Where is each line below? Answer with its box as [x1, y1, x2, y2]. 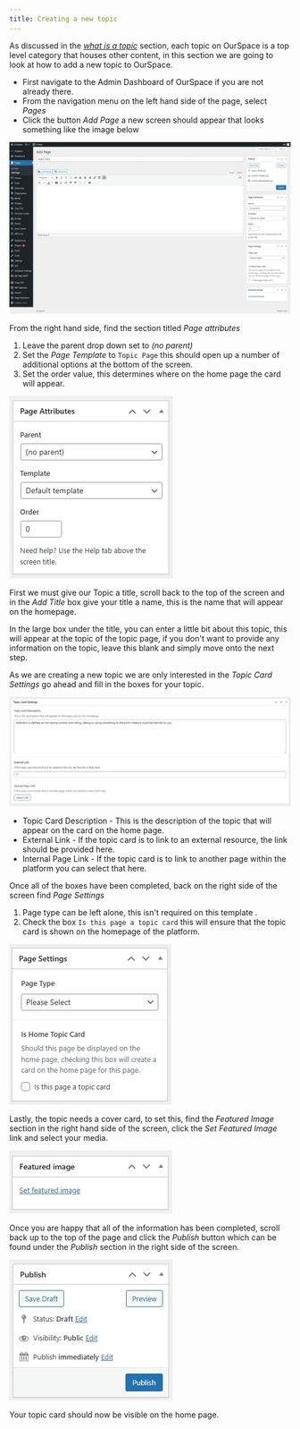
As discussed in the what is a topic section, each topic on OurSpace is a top [9, 40, 290, 51]
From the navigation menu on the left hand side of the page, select [21, 95, 268, 106]
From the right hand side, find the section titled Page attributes [9, 323, 241, 334]
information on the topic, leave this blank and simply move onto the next [9, 642, 275, 653]
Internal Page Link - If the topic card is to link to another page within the [21, 853, 287, 863]
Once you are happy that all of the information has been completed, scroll [9, 1222, 280, 1233]
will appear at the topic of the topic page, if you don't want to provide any [9, 634, 279, 644]
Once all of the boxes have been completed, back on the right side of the [9, 880, 279, 890]
